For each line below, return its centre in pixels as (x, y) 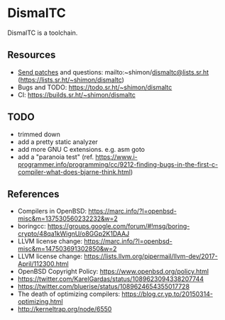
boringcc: (32, 226)
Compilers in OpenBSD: (52, 211)
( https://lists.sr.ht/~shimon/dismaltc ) (71, 79)
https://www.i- (117, 157)
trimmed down (39, 134)
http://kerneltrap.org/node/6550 (65, 309)
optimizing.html (40, 302)
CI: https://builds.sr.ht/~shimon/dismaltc (77, 94)
